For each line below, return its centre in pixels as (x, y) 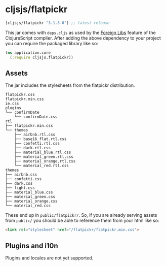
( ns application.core (28, 53)
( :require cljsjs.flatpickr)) (41, 57)
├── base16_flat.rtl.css (40, 139)
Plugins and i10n (32, 245)
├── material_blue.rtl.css (43, 153)
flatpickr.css (20, 95)
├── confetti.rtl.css (37, 144)
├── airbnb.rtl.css (35, 135)
